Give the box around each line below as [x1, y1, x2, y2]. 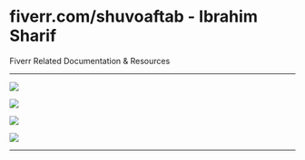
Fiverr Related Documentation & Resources [9, 55, 171, 66]
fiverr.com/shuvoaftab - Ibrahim [9, 6, 259, 27]
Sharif [9, 25, 57, 46]
